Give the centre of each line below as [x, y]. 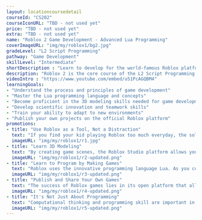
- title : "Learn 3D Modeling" [44, 146]
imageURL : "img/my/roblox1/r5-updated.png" [67, 208]
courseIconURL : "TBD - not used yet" [54, 23]
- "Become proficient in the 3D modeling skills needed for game [90, 101]
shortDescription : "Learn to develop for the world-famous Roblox [93, 68]
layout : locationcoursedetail [44, 12]
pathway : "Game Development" [43, 57]
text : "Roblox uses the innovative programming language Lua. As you [100, 169]
